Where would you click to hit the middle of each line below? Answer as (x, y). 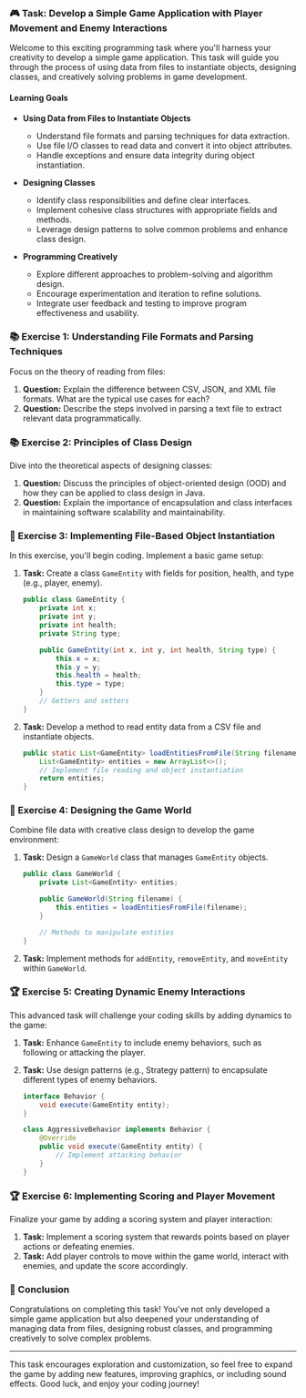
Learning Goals (39, 97)
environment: (34, 840)
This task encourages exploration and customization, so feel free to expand (151, 1364)
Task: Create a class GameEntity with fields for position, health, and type (158, 573)
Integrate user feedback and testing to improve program (142, 303)
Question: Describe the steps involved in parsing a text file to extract (152, 408)
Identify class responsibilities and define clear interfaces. (143, 200)
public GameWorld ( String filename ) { (111, 899)
